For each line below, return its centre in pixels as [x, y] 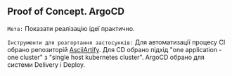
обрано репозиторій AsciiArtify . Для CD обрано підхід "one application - [115, 49]
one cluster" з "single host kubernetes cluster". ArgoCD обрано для [106, 57]
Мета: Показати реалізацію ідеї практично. [71, 28]
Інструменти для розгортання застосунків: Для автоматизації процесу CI [116, 42]
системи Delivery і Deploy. [46, 64]
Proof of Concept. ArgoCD [66, 12]
